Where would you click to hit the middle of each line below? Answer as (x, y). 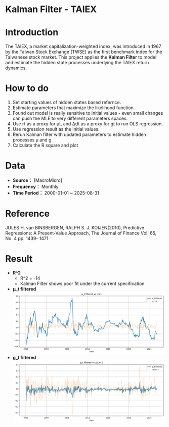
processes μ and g (32, 140)
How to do (27, 88)
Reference (27, 214)
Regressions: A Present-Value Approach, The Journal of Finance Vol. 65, (81, 233)
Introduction (32, 33)
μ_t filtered (24, 289)
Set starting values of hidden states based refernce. (67, 103)
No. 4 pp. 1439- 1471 (27, 238)
